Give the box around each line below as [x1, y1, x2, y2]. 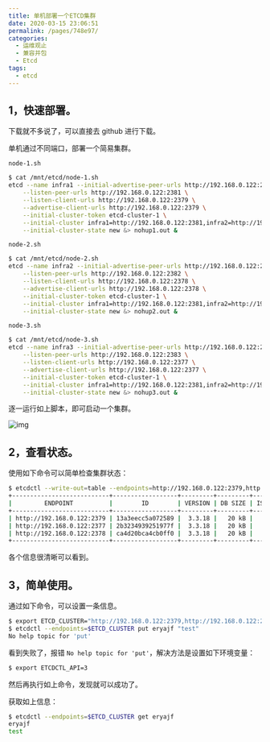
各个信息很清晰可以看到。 [8, 553, 93, 562]
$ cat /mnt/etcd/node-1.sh [8, 174, 99, 182]
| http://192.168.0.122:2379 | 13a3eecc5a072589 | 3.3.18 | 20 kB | [8, 514, 253, 522]
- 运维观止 [15, 42, 47, 50]
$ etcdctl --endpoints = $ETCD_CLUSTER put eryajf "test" [8, 624, 199, 632]
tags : [8, 64, 27, 73]
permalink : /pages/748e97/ [8, 27, 99, 35]
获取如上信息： [8, 696, 58, 706]
